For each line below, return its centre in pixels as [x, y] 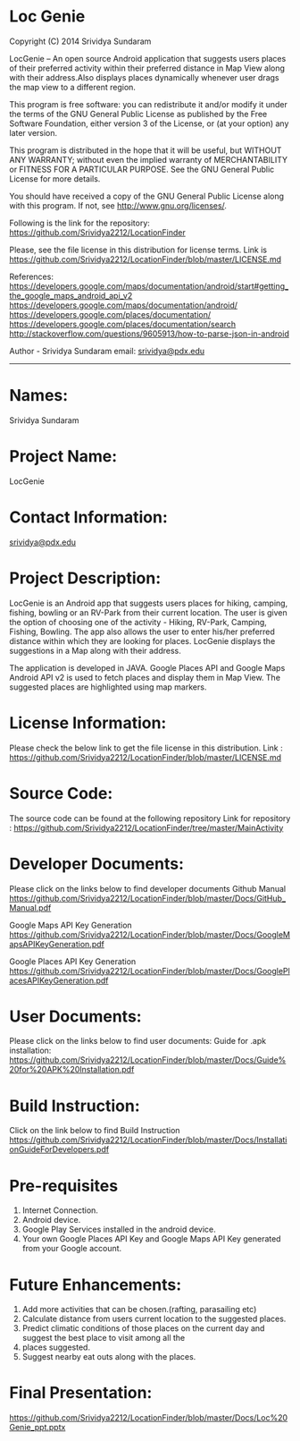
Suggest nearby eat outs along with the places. [109, 1357]
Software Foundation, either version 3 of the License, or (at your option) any [149, 123]
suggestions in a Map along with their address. [95, 650]
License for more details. [55, 178]
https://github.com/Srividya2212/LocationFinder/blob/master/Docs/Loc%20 [149, 1418]
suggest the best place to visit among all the [104, 1338]
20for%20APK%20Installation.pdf [72, 1070]
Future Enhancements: [96, 1284]
